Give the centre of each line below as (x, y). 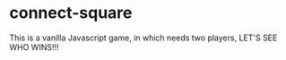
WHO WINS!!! (35, 47)
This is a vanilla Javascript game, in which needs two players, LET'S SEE (143, 38)
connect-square (71, 13)
